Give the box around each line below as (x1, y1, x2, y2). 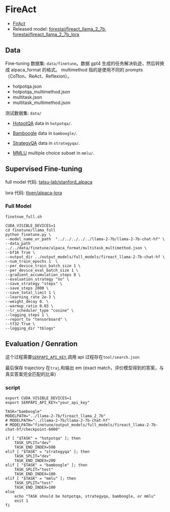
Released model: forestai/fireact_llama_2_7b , (12, 25, 107, 32)
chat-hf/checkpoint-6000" (5, 427, 60, 432)
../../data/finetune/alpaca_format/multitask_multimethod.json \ (5, 245, 147, 250)
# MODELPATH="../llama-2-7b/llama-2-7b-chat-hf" (5, 418, 110, 423)
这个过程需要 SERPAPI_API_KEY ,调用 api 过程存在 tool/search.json (5, 353, 140, 360)
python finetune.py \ (5, 232, 51, 237)
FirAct (12, 20, 25, 27)
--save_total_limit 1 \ (5, 290, 56, 295)
